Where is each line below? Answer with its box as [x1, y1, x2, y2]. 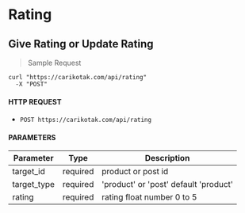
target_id [12, 166, 45, 177]
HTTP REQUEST [8, 97, 62, 106]
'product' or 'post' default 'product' [101, 179, 234, 190]
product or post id [101, 166, 169, 177]
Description [144, 153, 190, 164]
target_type [12, 179, 56, 190]
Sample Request [27, 58, 82, 67]
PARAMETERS [8, 132, 56, 142]
